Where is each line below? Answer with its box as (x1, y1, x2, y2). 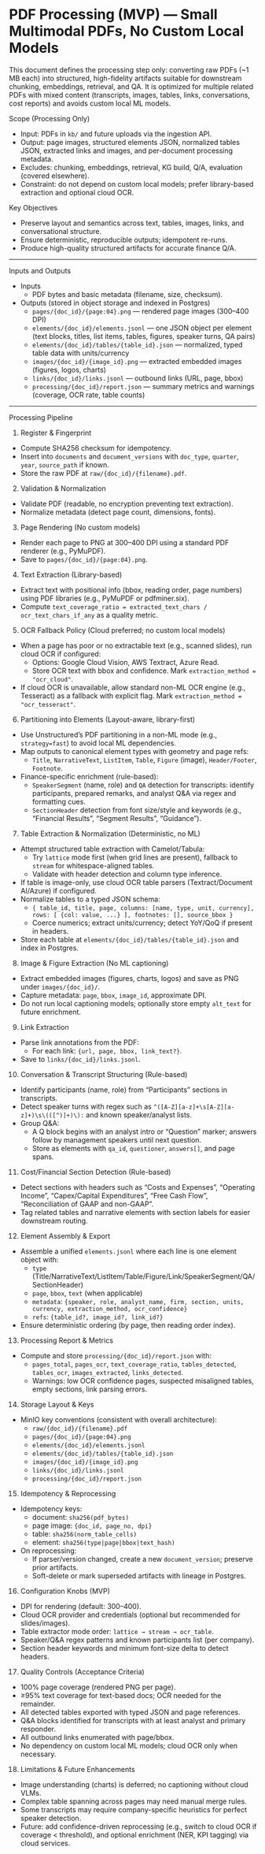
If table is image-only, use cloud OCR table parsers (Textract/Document (20, 877, 252, 887)
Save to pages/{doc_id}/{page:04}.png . (20, 554, 148, 564)
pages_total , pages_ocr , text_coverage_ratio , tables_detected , (31, 1359, 237, 1369)
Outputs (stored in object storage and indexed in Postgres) (20, 298, 211, 307)
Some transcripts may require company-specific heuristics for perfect (20, 1804, 247, 1814)
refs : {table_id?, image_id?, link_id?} (31, 1312, 164, 1321)
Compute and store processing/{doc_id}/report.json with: (20, 1351, 212, 1360)
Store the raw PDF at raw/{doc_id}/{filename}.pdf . (20, 468, 187, 477)
